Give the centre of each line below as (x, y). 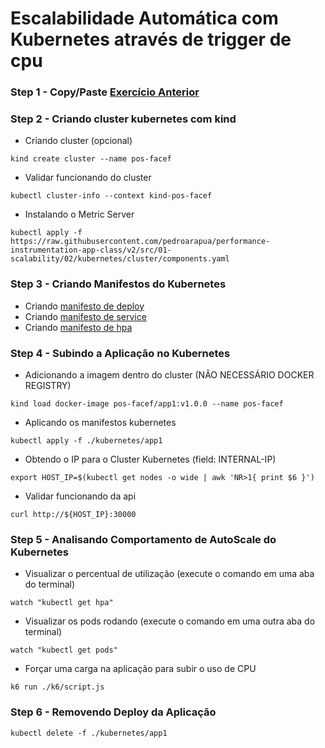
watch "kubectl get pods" (64, 650)
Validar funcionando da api (80, 496)
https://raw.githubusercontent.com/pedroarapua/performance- (140, 242)
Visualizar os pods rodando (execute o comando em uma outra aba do (170, 621)
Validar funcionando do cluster (88, 178)
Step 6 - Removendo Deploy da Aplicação (113, 712)
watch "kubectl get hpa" (62, 603)
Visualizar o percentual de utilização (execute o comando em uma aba (169, 574)
